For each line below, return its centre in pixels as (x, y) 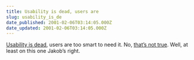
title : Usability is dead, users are (52, 11)
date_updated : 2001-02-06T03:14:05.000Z (57, 28)
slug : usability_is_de (34, 17)
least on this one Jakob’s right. (43, 51)
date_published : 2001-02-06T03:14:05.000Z (59, 22)
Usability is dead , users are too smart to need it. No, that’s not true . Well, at (97, 45)
